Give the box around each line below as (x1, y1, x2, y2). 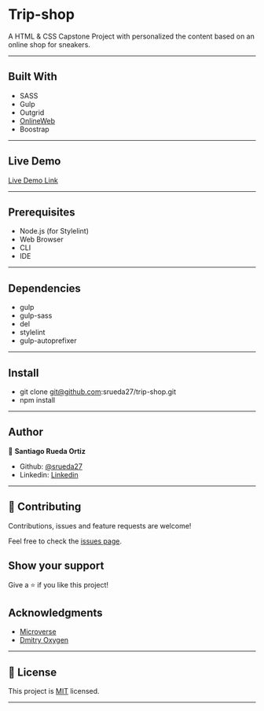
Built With (8, 70, 57, 83)
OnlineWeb (19, 116, 56, 125)
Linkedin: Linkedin (19, 470, 79, 479)
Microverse (19, 627, 57, 636)
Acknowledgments (8, 606, 104, 619)
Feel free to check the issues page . (8, 536, 122, 546)
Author (8, 425, 43, 439)
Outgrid (19, 108, 45, 117)
